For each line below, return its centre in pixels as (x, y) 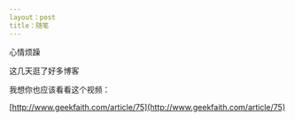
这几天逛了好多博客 (44, 71)
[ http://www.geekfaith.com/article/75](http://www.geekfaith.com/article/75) (147, 107)
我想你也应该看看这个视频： (60, 89)
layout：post (32, 17)
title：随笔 (29, 26)
